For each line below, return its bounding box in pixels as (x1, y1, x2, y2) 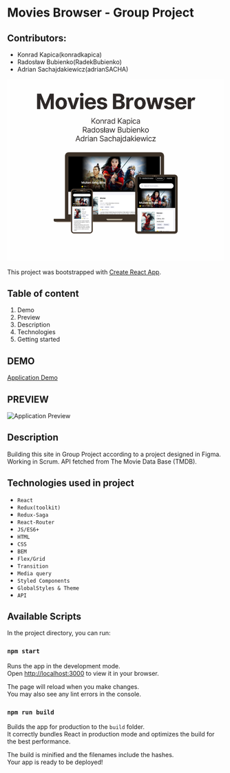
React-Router (17, 519, 55, 526)
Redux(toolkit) (17, 504, 61, 511)
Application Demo (7, 373, 59, 382)
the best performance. (7, 737, 71, 745)
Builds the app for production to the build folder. (7, 722, 145, 731)
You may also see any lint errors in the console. (7, 690, 141, 698)
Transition (17, 563, 49, 570)
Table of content (7, 287, 79, 299)
